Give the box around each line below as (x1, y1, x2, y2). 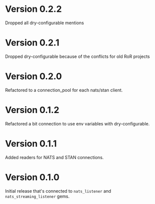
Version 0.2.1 (5, 37, 60, 48)
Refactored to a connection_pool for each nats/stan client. (5, 87, 123, 93)
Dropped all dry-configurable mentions (5, 20, 84, 26)
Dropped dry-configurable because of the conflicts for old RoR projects (5, 53, 150, 59)
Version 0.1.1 (5, 138, 57, 149)
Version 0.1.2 (5, 105, 60, 116)
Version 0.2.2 (5, 3, 62, 15)
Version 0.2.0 (5, 71, 62, 82)
